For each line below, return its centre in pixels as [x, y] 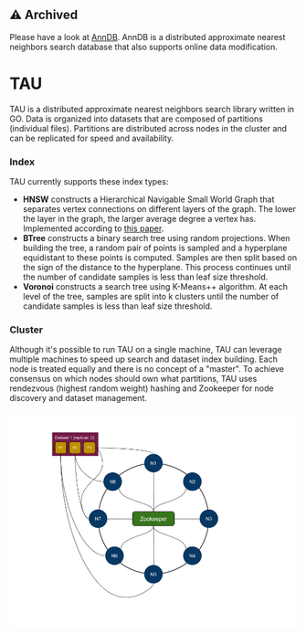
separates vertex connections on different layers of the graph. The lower [159, 209]
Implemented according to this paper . [93, 228]
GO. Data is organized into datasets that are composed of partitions [136, 119]
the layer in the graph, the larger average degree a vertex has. [139, 219]
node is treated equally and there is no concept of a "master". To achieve [147, 369]
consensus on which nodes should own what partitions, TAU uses [133, 379]
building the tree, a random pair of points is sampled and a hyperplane [155, 248]
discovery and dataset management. [79, 398]
